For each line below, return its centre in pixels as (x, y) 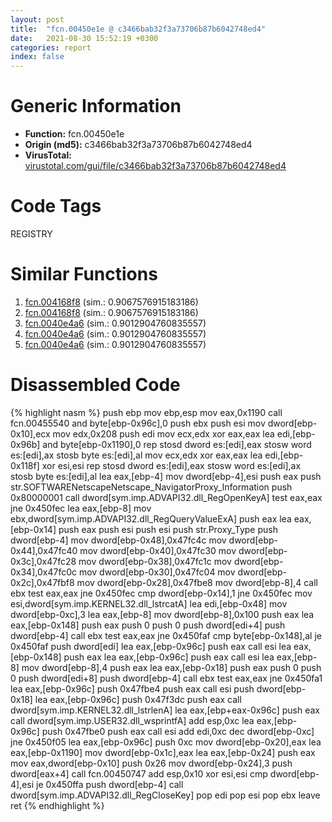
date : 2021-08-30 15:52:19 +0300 (84, 38)
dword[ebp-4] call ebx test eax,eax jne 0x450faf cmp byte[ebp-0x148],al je (166, 635)
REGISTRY (31, 234)
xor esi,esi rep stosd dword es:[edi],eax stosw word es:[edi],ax (171, 465)
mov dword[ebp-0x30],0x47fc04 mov (157, 572)
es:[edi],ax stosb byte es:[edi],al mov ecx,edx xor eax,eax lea (136, 455)
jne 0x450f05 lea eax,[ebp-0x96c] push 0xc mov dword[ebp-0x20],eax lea (166, 742)
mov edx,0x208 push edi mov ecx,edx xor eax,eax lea (163, 433)
